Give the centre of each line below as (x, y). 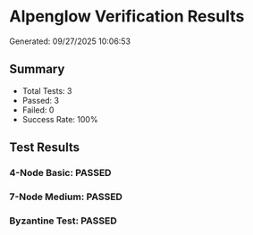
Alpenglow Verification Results (127, 17)
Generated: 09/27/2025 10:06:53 (70, 41)
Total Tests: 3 (47, 90)
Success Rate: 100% (60, 119)
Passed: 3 (41, 100)
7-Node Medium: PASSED (66, 197)
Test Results (45, 148)
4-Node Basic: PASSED (60, 173)
